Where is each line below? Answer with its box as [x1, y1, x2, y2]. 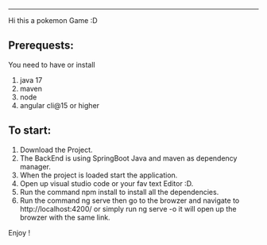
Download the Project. [19, 145, 93, 154]
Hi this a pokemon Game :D [8, 16, 98, 25]
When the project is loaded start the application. [19, 170, 178, 180]
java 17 [19, 75, 43, 84]
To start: [8, 124, 52, 138]
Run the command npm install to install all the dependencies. [19, 187, 219, 196]
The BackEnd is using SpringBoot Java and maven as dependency [19, 153, 238, 163]
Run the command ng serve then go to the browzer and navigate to [19, 196, 240, 205]
